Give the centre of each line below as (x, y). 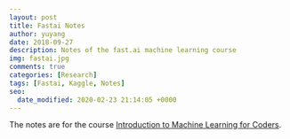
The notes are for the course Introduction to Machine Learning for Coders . (145, 125)
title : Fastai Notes (48, 26)
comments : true (37, 67)
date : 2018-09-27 (41, 42)
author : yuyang (37, 34)
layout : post (33, 17)
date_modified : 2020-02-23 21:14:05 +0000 (97, 100)
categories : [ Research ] (53, 75)
